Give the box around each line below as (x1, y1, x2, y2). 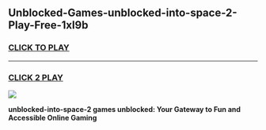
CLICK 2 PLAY (8, 72, 63, 83)
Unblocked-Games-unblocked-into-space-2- (8, 6, 237, 20)
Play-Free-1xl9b (8, 19, 89, 32)
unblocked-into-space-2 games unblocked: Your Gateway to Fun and (8, 104, 241, 113)
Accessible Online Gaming (8, 113, 97, 122)
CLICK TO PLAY (8, 43, 70, 54)
